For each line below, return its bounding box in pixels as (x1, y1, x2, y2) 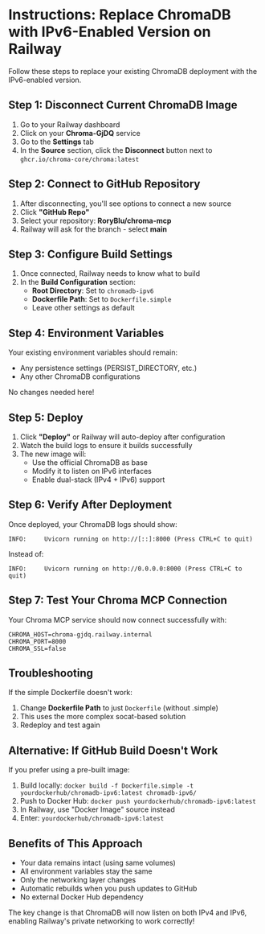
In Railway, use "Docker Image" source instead (19, 804, 175, 814)
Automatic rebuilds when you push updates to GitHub (19, 883, 198, 894)
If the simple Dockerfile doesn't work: (8, 688, 132, 697)
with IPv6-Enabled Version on (8, 23, 211, 41)
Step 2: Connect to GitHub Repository (8, 177, 201, 191)
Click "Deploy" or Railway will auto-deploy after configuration (19, 432, 226, 442)
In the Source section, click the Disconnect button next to (19, 145, 213, 154)
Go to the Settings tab (19, 137, 95, 146)
